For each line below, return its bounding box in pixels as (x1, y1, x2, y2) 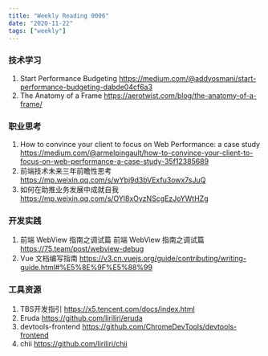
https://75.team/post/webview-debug (19, 244, 144, 254)
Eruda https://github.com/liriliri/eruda (19, 313, 143, 322)
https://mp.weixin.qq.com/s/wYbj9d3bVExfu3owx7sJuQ (19, 174, 206, 185)
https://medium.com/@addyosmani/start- (119, 73, 257, 83)
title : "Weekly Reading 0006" (8, 11, 110, 20)
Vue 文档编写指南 (19, 254, 78, 264)
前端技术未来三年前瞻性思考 (19, 166, 112, 175)
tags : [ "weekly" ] (8, 27, 67, 35)
